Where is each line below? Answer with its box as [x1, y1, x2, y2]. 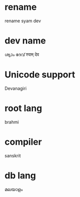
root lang [4, 103, 42, 114]
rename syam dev [4, 18, 41, 24]
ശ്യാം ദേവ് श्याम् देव [4, 51, 40, 57]
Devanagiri [4, 85, 27, 91]
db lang [4, 170, 36, 181]
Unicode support [4, 69, 75, 80]
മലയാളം [4, 186, 23, 192]
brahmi [4, 119, 19, 125]
